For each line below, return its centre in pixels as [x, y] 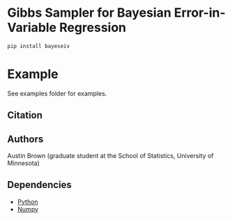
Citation [25, 115]
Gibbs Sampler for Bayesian [90, 13]
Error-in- [200, 13]
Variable [32, 28]
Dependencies [39, 185]
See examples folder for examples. [57, 93]
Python [28, 202]
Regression [93, 28]
